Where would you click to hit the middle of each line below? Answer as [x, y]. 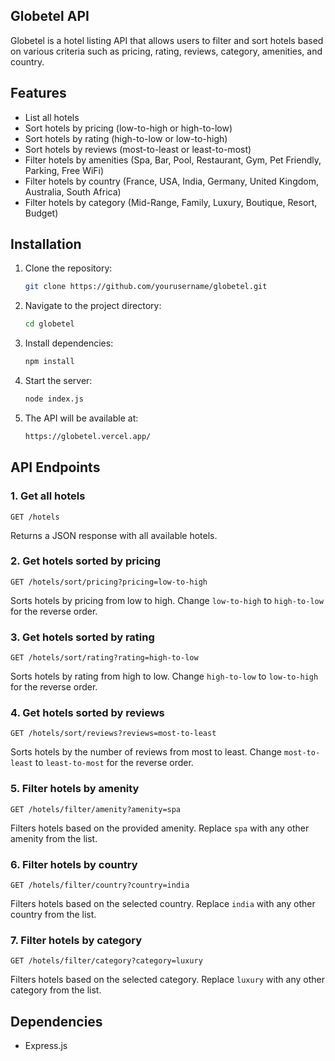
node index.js [54, 399]
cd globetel [49, 324]
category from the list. [56, 990]
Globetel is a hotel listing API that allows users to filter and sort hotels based [167, 40]
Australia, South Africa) [73, 191]
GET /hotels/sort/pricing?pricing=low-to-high [109, 582]
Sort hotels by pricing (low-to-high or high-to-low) [128, 128]
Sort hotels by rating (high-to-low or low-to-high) [126, 138]
